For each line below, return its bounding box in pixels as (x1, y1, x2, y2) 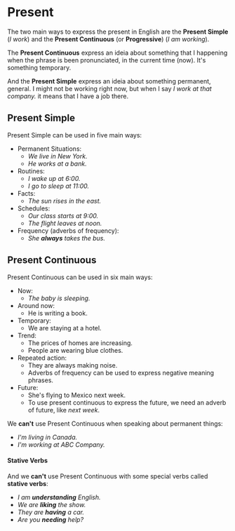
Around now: (17, 301, 55, 309)
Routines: (17, 166, 46, 175)
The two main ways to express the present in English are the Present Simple (7, 27, 229, 36)
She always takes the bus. (27, 234, 105, 242)
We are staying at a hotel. (27, 323, 102, 332)
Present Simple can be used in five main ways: (7, 130, 142, 139)
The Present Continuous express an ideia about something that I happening (7, 48, 228, 57)
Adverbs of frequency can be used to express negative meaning (27, 368, 215, 377)
